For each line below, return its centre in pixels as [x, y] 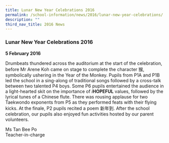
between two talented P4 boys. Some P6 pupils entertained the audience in [85, 86]
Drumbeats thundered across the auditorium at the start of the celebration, [84, 63]
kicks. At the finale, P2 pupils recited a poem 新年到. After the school [77, 108]
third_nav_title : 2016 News [35, 24]
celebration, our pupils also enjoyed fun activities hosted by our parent [80, 114]
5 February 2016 [23, 53]
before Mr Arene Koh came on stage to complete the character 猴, [75, 69]
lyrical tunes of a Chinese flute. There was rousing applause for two [77, 97]
